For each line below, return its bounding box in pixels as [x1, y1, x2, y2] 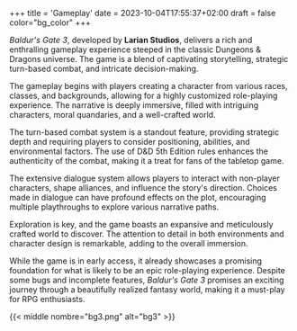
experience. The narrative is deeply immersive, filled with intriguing [9, 100, 259, 111]
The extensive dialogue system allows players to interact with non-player [9, 173, 281, 183]
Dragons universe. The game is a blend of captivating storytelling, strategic [9, 54, 289, 64]
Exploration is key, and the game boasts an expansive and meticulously [9, 219, 274, 229]
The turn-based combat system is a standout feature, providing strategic [9, 127, 280, 138]
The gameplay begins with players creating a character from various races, [9, 81, 288, 91]
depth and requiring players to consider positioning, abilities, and [9, 137, 250, 147]
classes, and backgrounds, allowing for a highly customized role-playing [9, 90, 278, 101]
